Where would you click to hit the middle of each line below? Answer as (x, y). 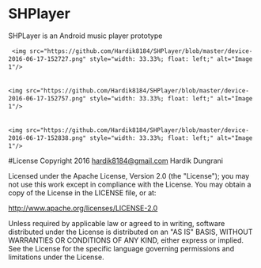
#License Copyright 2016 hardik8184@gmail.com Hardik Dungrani (116, 160)
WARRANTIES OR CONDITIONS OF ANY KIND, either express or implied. (126, 240)
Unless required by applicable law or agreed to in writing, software (117, 223)
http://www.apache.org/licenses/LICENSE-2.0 (83, 208)
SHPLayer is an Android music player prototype (85, 36)
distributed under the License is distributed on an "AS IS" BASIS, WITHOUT (130, 232)
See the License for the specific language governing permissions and (121, 248)
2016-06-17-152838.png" (47, 138)
